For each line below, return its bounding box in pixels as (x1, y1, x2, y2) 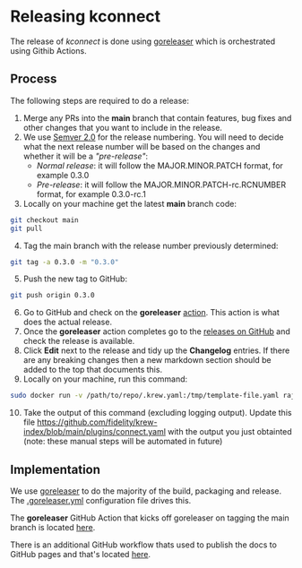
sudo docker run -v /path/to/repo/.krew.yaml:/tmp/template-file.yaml (10, 392, 280, 400)
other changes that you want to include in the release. (22, 122, 223, 133)
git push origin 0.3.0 (10, 291, 95, 300)
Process (10, 72, 57, 87)
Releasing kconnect (10, 6, 161, 27)
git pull (10, 224, 43, 233)
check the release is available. (22, 336, 135, 347)
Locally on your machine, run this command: (22, 374, 188, 384)
